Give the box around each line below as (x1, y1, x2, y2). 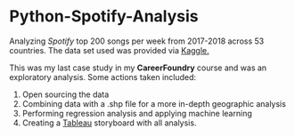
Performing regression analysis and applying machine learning (21, 108, 252, 118)
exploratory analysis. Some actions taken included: (9, 71, 197, 82)
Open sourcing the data (21, 89, 110, 100)
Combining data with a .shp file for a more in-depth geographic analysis (21, 98, 287, 109)
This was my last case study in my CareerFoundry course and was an (9, 62, 267, 73)
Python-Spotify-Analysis (9, 6, 199, 27)
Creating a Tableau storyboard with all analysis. (21, 117, 197, 128)
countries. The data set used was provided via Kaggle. (9, 44, 209, 55)
